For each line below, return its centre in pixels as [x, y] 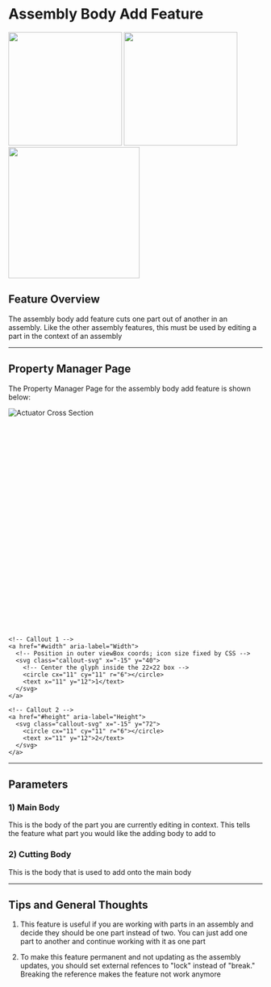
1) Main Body [34, 807]
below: [19, 397]
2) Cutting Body [40, 855]
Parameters [38, 784]
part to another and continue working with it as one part [113, 942]
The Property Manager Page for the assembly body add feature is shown [130, 388]
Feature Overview [54, 299]
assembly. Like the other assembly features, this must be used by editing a [132, 327]
